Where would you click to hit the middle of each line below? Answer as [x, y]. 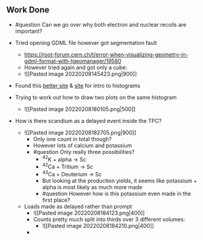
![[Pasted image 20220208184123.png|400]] [89, 213]
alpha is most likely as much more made [92, 187]
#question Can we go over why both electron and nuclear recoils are [101, 24]
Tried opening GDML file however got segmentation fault [86, 42]
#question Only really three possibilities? [84, 152]
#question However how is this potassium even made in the [117, 193]
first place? [56, 200]
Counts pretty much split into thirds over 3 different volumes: [109, 219]
